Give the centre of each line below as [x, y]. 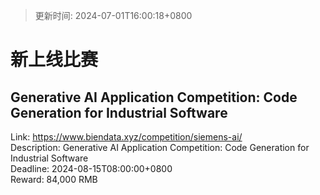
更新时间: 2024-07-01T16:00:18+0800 [113, 15]
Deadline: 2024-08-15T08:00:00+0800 [91, 168]
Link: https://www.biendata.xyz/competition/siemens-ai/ [126, 137]
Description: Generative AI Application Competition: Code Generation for [160, 147]
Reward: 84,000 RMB [54, 179]
